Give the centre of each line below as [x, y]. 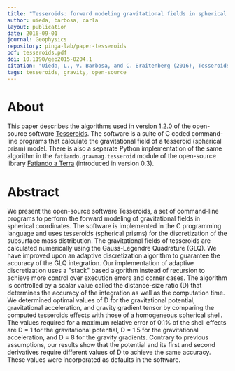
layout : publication [37, 27]
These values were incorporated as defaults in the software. [94, 360]
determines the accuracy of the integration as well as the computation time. [116, 293]
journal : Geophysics [37, 40]
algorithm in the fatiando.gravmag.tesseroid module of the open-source [112, 156]
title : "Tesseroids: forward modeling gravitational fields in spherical [117, 14]
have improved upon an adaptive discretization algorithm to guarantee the [114, 255]
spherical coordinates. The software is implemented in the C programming [114, 226]
